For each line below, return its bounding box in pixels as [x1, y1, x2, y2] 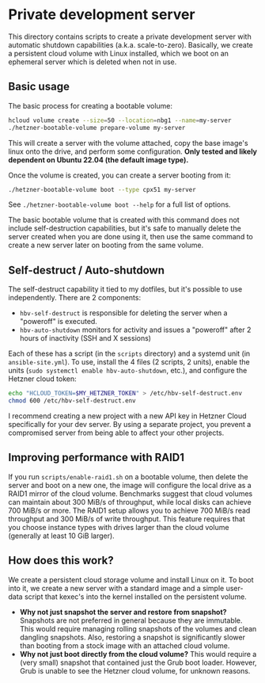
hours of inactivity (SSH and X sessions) [19, 334, 152, 343]
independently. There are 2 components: [8, 293, 141, 303]
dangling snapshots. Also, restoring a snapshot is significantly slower [19, 632, 245, 642]
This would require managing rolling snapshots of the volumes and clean [19, 624, 257, 633]
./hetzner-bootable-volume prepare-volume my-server [8, 124, 186, 132]
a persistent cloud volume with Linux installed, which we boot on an [8, 48, 229, 58]
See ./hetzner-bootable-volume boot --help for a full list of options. [8, 200, 231, 209]
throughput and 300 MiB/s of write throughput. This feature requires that [8, 513, 245, 524]
